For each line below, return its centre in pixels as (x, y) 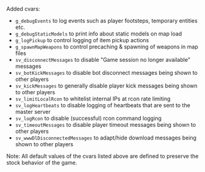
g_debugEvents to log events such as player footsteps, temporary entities (106, 21)
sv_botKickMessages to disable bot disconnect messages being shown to (106, 73)
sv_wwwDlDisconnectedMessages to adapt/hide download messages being (106, 138)
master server (33, 112)
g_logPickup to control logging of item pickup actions (82, 40)
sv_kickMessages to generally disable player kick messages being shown (106, 86)
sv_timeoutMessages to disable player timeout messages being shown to (106, 125)
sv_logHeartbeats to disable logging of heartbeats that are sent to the (103, 105)
